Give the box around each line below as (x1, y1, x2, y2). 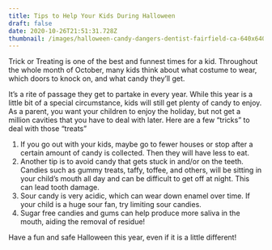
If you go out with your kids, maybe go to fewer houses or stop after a (19, 139, 253, 150)
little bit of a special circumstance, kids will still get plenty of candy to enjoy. (8, 98, 262, 108)
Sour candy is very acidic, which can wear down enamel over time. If (19, 191, 251, 201)
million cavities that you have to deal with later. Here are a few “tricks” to (8, 115, 250, 125)
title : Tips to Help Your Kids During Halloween (8, 11, 176, 20)
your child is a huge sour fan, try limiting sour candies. (19, 200, 202, 210)
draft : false (8, 19, 53, 28)
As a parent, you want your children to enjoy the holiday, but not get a (8, 107, 241, 117)
